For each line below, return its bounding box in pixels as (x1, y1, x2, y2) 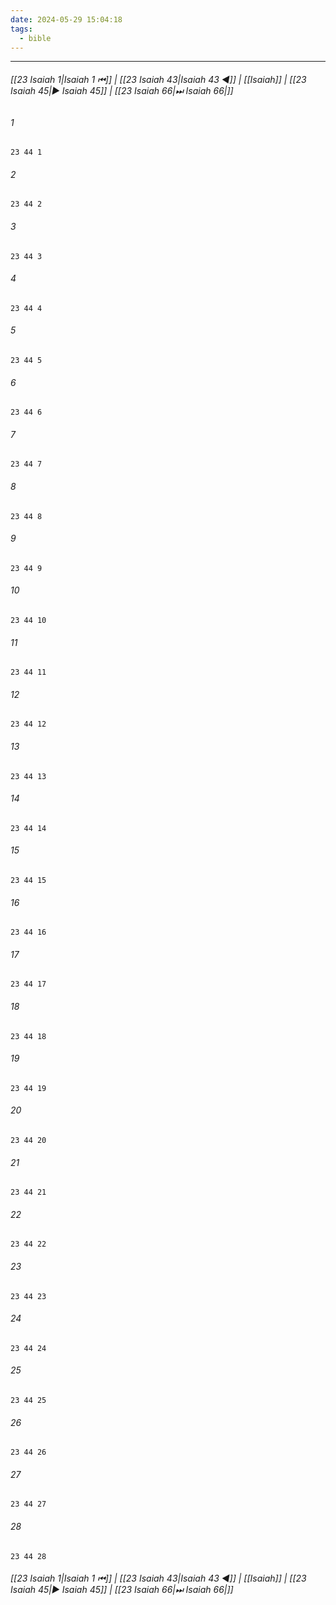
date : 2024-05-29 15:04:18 (10, 14, 123, 25)
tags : (10, 24, 33, 34)
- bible (19, 33, 52, 43)
